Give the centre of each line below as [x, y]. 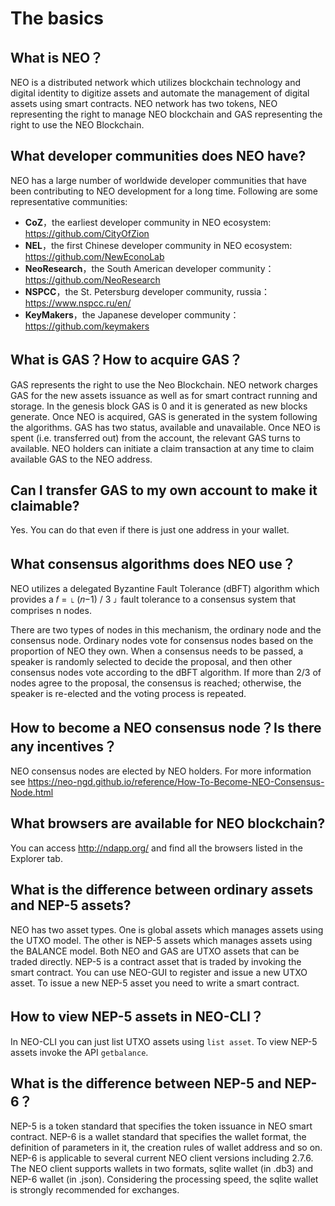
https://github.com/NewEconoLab [94, 256]
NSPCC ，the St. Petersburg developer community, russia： [147, 291]
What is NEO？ [57, 57]
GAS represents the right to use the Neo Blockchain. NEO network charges [164, 384]
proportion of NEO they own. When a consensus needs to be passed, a [157, 651]
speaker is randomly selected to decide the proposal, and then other [151, 662]
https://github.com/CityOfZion [87, 233]
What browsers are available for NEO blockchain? [168, 823]
